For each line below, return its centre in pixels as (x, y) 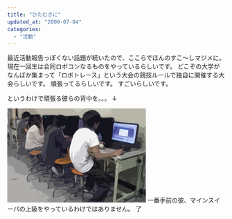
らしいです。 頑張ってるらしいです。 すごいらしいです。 (92, 84)
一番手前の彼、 (169, 200)
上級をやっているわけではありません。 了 (83, 209)
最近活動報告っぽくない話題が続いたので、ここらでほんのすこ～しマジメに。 (116, 58)
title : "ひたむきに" (34, 15)
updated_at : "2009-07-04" (44, 22)
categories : (24, 29)
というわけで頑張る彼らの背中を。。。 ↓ (62, 98)
